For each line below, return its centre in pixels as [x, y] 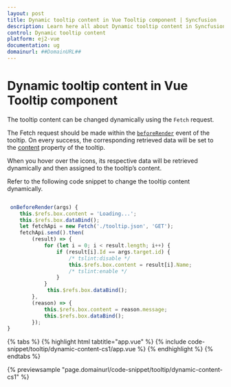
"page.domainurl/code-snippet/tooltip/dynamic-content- [142, 370]
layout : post [26, 13]
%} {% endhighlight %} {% [175, 349]
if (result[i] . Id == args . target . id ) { [113, 252]
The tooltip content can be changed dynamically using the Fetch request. [111, 119]
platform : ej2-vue [33, 39]
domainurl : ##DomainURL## [44, 52]
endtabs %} [24, 356]
